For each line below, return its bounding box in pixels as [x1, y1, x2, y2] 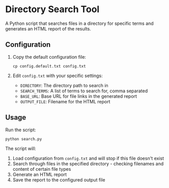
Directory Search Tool [5, 4, 100, 15]
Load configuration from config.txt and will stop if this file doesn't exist [12, 155, 164, 161]
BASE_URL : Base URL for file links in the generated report [20, 93, 137, 99]
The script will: [5, 145, 37, 152]
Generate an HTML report [12, 171, 67, 177]
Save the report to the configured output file [12, 176, 105, 183]
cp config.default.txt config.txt [12, 63, 86, 69]
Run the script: [5, 127, 36, 133]
